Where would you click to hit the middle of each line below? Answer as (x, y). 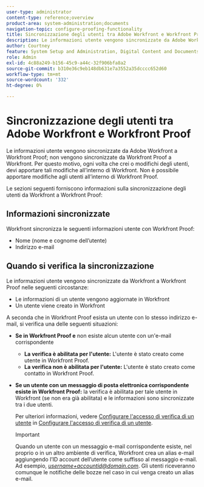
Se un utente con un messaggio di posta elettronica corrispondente (102, 385)
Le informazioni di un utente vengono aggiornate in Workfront (92, 299)
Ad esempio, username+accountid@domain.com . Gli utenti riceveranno (105, 466)
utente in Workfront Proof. (57, 360)
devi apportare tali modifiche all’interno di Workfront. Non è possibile (93, 170)
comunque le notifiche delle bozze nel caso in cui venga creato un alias (104, 472)
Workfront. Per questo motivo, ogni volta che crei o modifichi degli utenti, (98, 163)
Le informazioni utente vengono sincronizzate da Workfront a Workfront (96, 281)
